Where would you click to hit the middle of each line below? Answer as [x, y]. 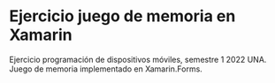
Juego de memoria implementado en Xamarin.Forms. [106, 69]
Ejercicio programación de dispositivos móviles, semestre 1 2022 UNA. [138, 59]
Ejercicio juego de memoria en [122, 16]
